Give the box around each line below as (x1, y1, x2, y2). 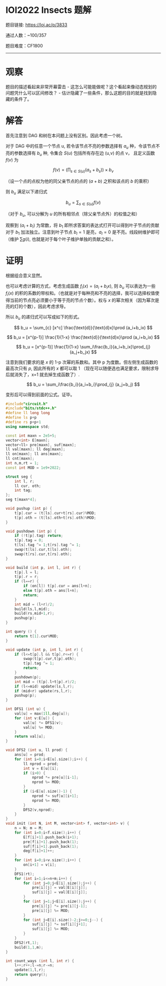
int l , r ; (14, 479, 35, 484)
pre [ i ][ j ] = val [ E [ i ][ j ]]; (32, 885, 88, 890)
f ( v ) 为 (5, 157, 19, 163)
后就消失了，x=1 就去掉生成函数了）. (5, 371, 80, 378)
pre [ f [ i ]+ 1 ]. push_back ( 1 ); (23, 839, 79, 844)
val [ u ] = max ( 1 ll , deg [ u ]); (14, 711, 70, 716)
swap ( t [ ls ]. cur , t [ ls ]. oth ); (14, 547, 72, 552)
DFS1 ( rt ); (14, 872, 35, 876)
